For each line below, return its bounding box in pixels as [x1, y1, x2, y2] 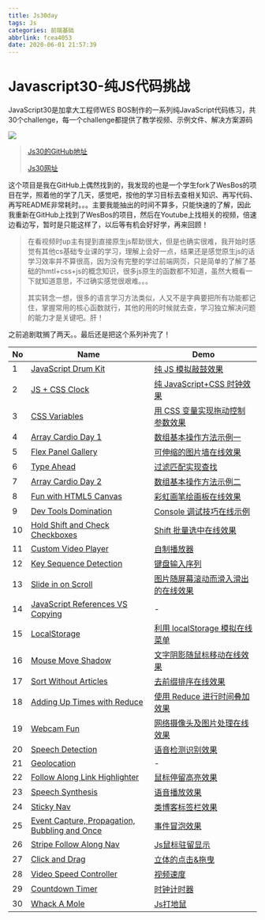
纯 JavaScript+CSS [153, 379, 226, 390]
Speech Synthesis [31, 786, 99, 797]
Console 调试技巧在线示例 [153, 506, 251, 517]
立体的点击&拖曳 [153, 854, 215, 865]
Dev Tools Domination [31, 505, 113, 517]
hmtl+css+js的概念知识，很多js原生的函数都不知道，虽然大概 [41, 267, 239, 276]
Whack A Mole [31, 899, 85, 910]
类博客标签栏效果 [153, 802, 218, 813]
